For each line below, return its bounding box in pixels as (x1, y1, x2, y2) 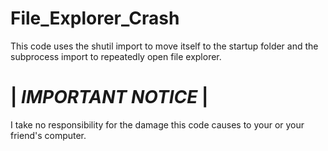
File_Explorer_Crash (10, 7, 180, 30)
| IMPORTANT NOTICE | (10, 86, 209, 109)
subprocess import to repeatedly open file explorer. (10, 50, 222, 62)
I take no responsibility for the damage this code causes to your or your (10, 118, 305, 131)
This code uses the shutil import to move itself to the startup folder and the (10, 40, 319, 52)
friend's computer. (10, 129, 87, 141)
